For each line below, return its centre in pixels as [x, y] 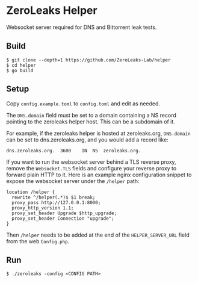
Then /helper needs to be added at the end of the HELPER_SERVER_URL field [98, 235]
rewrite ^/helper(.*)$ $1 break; [54, 197]
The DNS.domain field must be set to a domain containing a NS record [91, 115]
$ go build [20, 70]
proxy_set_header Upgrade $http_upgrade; [64, 213]
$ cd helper [21, 65]
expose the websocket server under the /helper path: [73, 181]
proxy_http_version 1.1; [43, 208]
